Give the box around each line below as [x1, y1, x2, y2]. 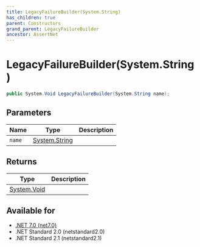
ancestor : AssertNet [6, 32, 59, 38]
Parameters [6, 108, 52, 118]
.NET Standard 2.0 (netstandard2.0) [15, 228, 105, 235]
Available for [6, 205, 56, 216]
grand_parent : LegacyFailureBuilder [6, 26, 99, 32]
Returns [6, 156, 38, 167]
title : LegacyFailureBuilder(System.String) [6, 9, 121, 15]
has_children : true [6, 15, 56, 21]
